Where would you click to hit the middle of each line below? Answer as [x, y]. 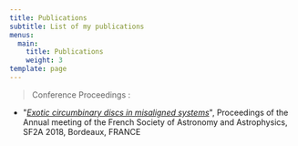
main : [28, 43]
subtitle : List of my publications [77, 26]
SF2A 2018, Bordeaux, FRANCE [82, 131]
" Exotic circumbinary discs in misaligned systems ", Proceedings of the [155, 112]
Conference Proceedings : [81, 94]
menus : [22, 35]
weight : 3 [45, 60]
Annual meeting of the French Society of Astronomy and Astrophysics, [155, 122]
